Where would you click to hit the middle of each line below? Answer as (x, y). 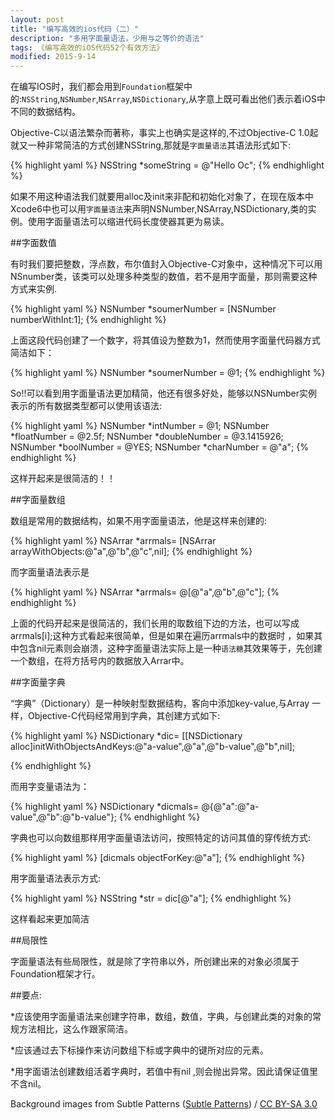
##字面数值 (33, 243)
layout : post (37, 19)
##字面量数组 (38, 500)
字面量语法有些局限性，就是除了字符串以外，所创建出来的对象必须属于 (155, 962)
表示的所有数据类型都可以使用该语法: (86, 406)
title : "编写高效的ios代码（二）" (74, 29)
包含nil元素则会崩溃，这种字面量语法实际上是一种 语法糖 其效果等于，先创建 (170, 648)
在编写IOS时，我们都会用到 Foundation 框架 (97, 87)
